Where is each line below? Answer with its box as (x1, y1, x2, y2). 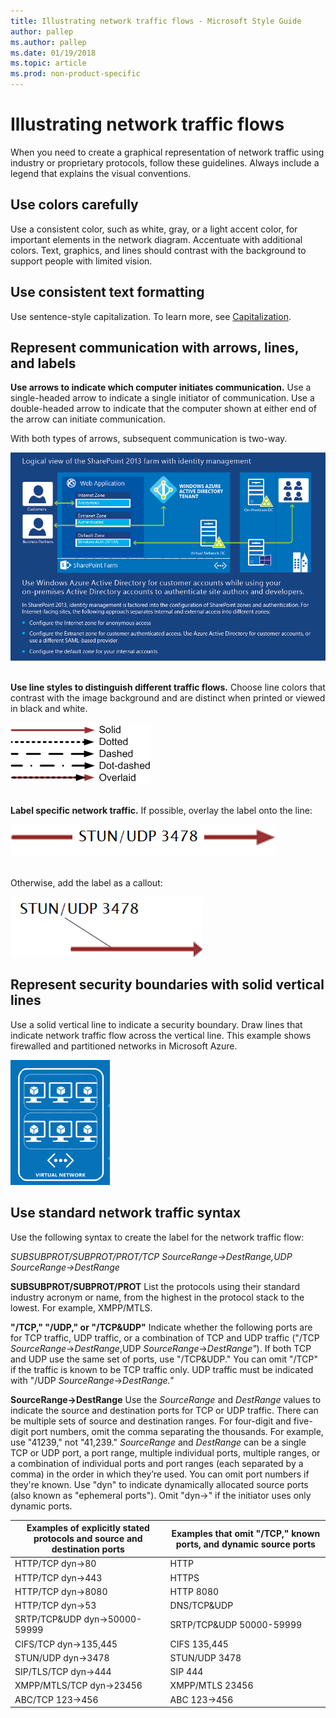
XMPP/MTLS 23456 (169, 1680, 254, 1692)
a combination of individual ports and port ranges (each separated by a (10, 1457, 304, 1469)
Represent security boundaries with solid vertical (10, 976, 325, 994)
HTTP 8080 (169, 1585, 220, 1597)
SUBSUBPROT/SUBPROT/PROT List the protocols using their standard (10, 1280, 301, 1292)
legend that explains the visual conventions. (10, 167, 192, 179)
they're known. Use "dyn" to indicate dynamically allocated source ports (10, 1478, 309, 1490)
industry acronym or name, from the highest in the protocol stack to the (10, 1291, 305, 1303)
